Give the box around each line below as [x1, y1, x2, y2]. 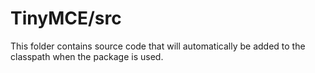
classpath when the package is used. [10, 50, 164, 62]
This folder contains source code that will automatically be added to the [10, 40, 306, 52]
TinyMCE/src [10, 7, 122, 30]
